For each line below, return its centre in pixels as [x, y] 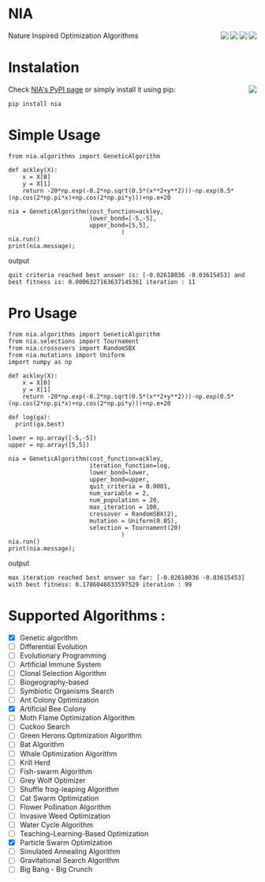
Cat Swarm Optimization [59, 798]
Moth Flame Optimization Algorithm [77, 718]
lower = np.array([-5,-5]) [52, 438]
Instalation [44, 68]
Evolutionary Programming [63, 655]
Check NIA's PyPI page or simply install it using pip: [92, 89]
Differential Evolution [54, 646]
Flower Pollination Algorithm [65, 807]
